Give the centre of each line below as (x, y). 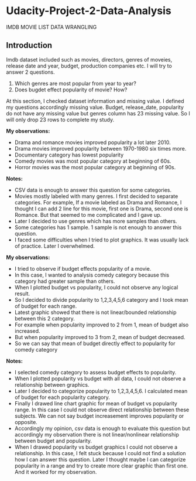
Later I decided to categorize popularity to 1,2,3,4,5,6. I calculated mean (101, 391)
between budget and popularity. (53, 441)
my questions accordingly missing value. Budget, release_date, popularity (95, 107)
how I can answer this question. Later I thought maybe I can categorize (100, 459)
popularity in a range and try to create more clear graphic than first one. (101, 465)
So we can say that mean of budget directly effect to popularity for (95, 343)
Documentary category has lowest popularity (69, 155)
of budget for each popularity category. (62, 397)
